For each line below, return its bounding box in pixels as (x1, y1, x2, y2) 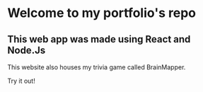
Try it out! (7, 76, 35, 85)
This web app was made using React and (7, 33, 191, 45)
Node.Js (7, 44, 46, 56)
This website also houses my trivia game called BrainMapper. (7, 63, 186, 71)
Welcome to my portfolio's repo (7, 5, 197, 21)
